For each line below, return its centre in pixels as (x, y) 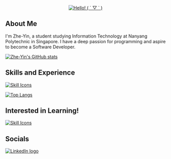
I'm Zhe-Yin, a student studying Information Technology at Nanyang (76, 36)
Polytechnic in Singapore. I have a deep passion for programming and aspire (85, 41)
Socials (17, 139)
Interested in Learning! (42, 111)
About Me (21, 24)
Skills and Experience (40, 73)
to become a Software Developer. (40, 47)
